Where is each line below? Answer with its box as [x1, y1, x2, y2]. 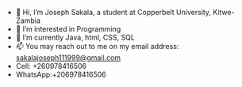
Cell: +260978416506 [15, 62, 87, 70]
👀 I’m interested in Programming [15, 25, 121, 33]
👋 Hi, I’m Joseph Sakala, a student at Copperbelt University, [15, 8, 212, 17]
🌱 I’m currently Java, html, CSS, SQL [15, 32, 135, 42]
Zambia [15, 16, 41, 25]
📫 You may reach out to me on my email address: [15, 42, 179, 51]
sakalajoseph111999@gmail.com [15, 53, 121, 62]
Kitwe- [213, 8, 236, 17]
